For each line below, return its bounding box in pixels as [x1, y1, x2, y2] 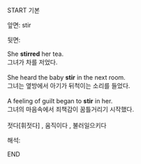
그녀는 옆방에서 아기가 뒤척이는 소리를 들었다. [7, 82, 131, 89]
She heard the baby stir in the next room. [7, 73, 126, 82]
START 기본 [7, 6, 40, 14]
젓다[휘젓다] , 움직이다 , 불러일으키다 [7, 121, 107, 129]
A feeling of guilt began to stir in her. [7, 97, 113, 105]
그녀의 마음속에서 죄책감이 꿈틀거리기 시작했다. [7, 105, 135, 113]
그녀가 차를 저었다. [7, 58, 58, 66]
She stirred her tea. [7, 50, 64, 58]
